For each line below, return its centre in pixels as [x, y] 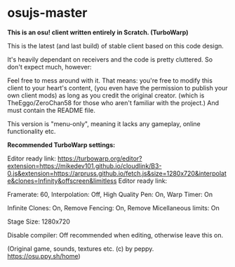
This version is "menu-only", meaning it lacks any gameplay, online [104, 123]
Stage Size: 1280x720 [39, 221]
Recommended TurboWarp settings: [61, 144]
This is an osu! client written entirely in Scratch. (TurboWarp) [98, 32]
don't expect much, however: [50, 67]
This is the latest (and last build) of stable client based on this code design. [116, 46]
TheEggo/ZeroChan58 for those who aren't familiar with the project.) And [113, 102]
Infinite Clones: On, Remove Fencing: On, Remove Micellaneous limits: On [113, 207]
